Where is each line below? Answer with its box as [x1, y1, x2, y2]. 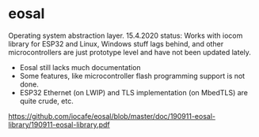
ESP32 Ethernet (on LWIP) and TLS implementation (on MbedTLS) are [19, 87, 248, 97]
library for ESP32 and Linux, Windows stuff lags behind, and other [8, 39, 224, 48]
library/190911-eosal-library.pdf [8, 120, 111, 129]
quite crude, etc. [19, 96, 74, 106]
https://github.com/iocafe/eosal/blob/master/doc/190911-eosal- [8, 111, 216, 120]
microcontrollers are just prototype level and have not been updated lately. [8, 47, 252, 57]
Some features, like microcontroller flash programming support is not [19, 71, 246, 80]
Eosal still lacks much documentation [19, 62, 141, 72]
